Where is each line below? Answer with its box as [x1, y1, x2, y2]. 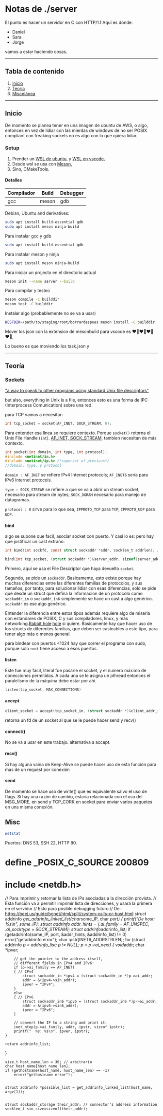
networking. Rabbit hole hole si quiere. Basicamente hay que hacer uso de [5, 621, 152, 626]
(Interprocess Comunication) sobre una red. [5, 402, 93, 408]
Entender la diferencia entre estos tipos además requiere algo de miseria [5, 610, 150, 616]
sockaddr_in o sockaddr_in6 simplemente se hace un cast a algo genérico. [5, 596, 153, 602]
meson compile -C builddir [5, 297, 60, 302]
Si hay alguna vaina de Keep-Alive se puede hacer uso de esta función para [5, 761, 157, 767]
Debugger [60, 190, 84, 197]
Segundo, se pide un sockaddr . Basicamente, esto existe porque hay [5, 575, 142, 581]
